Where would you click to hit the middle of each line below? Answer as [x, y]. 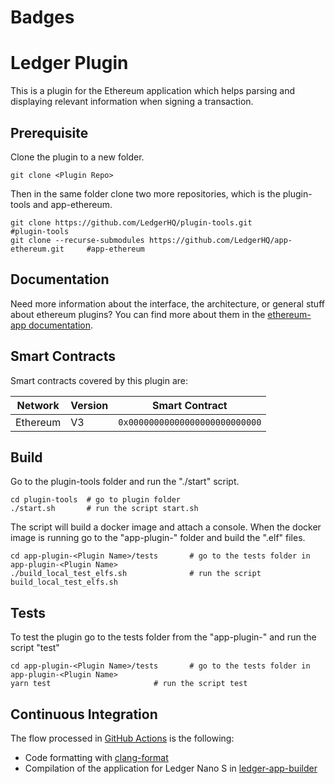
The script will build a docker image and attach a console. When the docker [166, 527]
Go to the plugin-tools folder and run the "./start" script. [125, 482]
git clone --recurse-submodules [77, 240]
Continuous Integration [84, 714]
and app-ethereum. [72, 204]
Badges [42, 17]
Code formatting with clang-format [96, 757]
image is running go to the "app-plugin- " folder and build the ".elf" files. [158, 538]
